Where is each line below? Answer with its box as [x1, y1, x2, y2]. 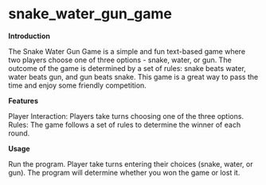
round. [8, 128, 30, 138]
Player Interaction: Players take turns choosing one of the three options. [8, 111, 244, 120]
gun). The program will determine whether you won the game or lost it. [8, 167, 241, 177]
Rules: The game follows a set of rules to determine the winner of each [8, 120, 241, 129]
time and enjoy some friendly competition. [8, 81, 147, 90]
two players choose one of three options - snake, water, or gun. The [8, 55, 233, 65]
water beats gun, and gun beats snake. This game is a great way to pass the [8, 72, 259, 81]
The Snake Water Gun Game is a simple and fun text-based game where [8, 46, 245, 56]
